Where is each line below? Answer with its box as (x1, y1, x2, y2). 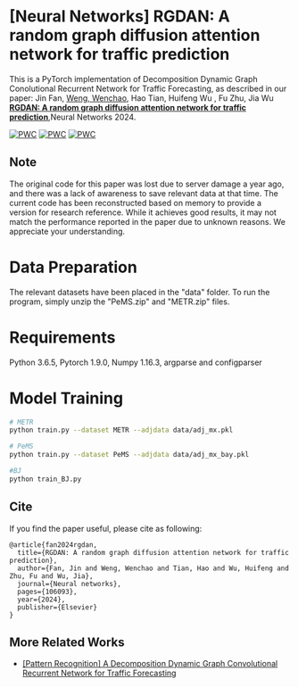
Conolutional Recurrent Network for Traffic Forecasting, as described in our (9, 83, 287, 94)
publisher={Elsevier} (17, 602, 98, 612)
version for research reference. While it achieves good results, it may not (9, 207, 277, 218)
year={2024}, (17, 595, 66, 604)
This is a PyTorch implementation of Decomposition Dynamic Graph (9, 73, 258, 84)
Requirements (9, 327, 116, 347)
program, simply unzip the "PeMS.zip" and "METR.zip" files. (9, 296, 230, 307)
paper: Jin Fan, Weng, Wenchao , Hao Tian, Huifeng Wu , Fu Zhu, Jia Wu (9, 92, 274, 103)
